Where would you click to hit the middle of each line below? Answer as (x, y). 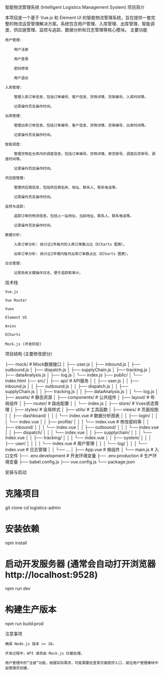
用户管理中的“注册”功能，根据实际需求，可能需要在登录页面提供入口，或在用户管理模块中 (82, 663)
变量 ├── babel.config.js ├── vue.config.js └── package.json (72, 462)
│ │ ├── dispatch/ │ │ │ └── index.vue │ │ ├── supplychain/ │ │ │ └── (78, 432)
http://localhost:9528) (51, 575)
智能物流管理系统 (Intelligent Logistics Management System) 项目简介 (75, 7)
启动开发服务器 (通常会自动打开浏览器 (81, 564)
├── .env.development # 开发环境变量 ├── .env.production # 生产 (86, 456)
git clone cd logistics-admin (33, 508)
